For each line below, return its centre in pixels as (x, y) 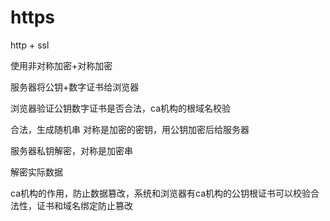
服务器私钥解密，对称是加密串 (71, 150)
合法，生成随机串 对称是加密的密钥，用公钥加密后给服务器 (130, 129)
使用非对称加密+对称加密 (61, 65)
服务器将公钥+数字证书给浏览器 (75, 87)
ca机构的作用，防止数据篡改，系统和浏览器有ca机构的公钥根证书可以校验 (160, 193)
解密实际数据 (36, 172)
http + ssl (30, 45)
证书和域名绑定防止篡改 (84, 205)
